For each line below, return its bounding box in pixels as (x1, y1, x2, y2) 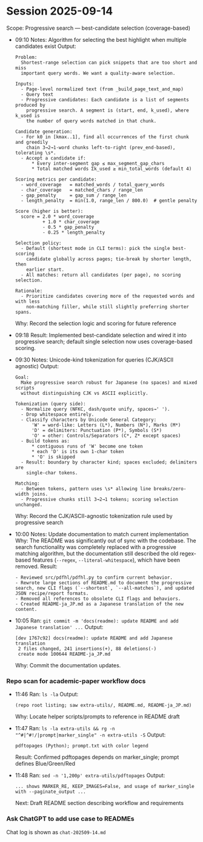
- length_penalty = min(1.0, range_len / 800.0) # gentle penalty (21, 197, 198, 204)
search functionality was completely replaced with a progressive (15, 543, 177, 550)
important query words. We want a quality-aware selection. (21, 70, 176, 76)
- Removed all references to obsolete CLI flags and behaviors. (15, 596, 181, 602)
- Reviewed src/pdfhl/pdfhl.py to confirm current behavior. (15, 574, 173, 581)
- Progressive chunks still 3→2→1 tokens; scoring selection (21, 496, 179, 502)
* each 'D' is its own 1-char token (31, 448, 124, 454)
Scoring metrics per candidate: (15, 176, 97, 183)
